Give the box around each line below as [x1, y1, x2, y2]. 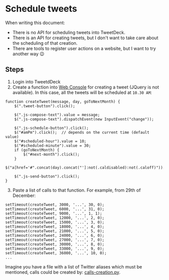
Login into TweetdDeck [12, 78, 61, 84]
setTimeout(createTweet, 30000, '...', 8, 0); [5, 242, 105, 247]
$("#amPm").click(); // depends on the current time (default [14, 130, 150, 135]
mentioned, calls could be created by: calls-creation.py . [5, 269, 121, 275]
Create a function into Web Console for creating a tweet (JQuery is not [12, 84, 159, 90]
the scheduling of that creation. [12, 40, 78, 46]
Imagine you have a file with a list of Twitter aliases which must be [5, 263, 142, 269]
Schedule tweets [5, 3, 77, 15]
